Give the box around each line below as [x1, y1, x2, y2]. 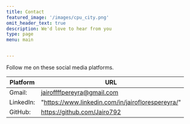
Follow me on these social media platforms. [6, 64, 114, 71]
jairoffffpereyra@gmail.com [40, 88, 119, 96]
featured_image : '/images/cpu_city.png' [6, 14, 110, 20]
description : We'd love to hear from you [6, 25, 112, 32]
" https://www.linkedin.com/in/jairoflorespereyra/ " [40, 98, 182, 106]
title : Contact [6, 8, 45, 15]
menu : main [6, 37, 34, 43]
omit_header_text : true [6, 20, 66, 26]
